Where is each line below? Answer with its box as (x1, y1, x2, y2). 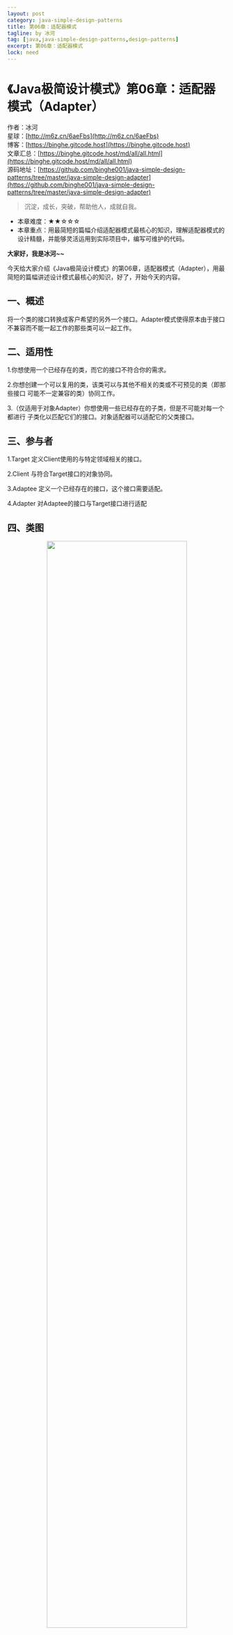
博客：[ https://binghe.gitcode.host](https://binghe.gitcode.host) (7, 140, 191, 148)
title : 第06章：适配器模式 (7, 23, 77, 30)
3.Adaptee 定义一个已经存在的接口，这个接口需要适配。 (7, 485, 167, 493)
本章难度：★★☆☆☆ (17, 217, 80, 225)
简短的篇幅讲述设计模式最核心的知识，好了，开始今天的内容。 (7, 272, 184, 281)
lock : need (7, 49, 39, 56)
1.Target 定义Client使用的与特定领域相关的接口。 (7, 455, 146, 463)
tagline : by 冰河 (7, 29, 56, 37)
